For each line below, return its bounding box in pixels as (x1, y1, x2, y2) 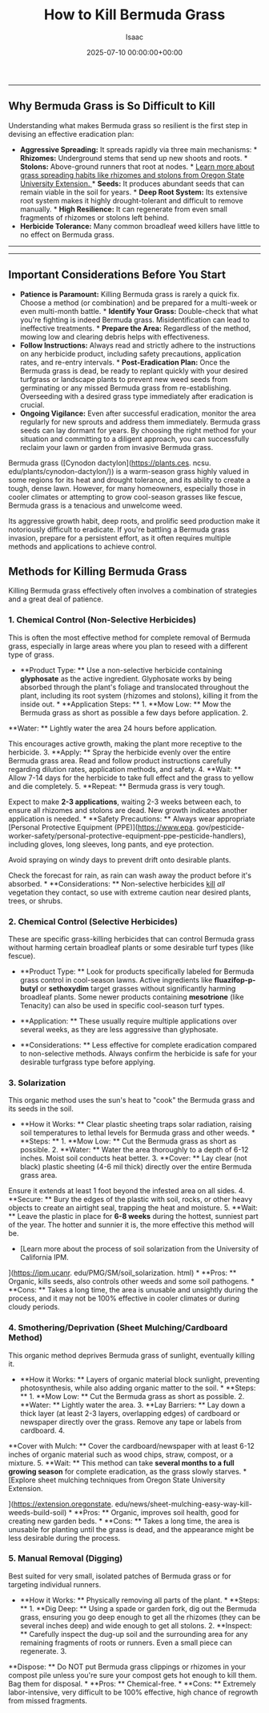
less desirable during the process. (8, 1533, 121, 1542)
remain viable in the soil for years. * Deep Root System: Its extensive (19, 187, 248, 197)
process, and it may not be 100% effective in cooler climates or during (8, 1293, 240, 1303)
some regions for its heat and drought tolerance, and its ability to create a (8, 475, 251, 485)
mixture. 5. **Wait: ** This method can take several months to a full (8, 1458, 235, 1467)
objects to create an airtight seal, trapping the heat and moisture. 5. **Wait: (8, 1203, 258, 1212)
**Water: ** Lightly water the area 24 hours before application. (8, 723, 218, 733)
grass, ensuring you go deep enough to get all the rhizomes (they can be (19, 1612, 261, 1622)
